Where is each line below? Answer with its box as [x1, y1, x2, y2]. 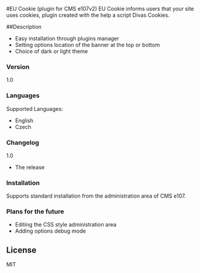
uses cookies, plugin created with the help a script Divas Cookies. [6, 11, 170, 19]
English [14, 117, 34, 124]
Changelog [6, 138, 39, 146]
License [6, 245, 37, 255]
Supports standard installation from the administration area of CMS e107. [6, 192, 186, 199]
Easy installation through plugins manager [14, 35, 119, 42]
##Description [6, 24, 42, 30]
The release [14, 163, 45, 171]
